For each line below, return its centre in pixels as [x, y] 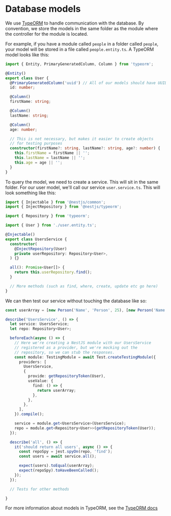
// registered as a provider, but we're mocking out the [76, 347]
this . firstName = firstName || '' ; [52, 153]
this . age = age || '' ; [38, 162]
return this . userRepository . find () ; [53, 272]
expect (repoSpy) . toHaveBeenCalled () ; [59, 470]
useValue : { [40, 381]
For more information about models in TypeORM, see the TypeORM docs [81, 508]
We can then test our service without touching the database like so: [76, 301]
